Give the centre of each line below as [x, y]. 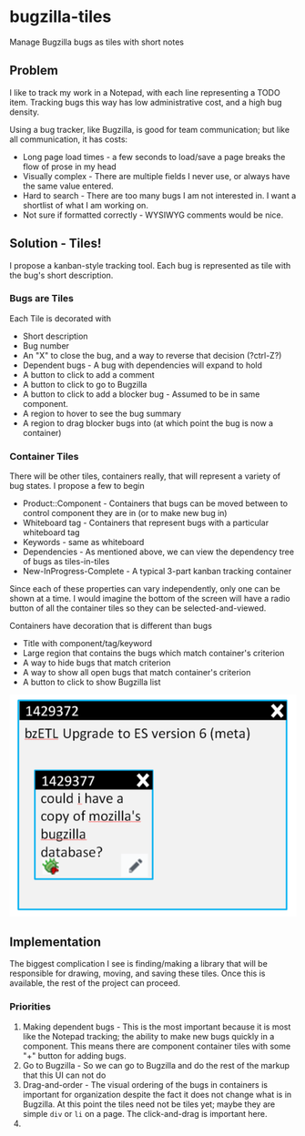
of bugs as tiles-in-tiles [66, 562]
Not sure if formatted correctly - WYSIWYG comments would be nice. [153, 215]
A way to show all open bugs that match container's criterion [137, 673]
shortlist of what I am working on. [85, 205]
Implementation [56, 942]
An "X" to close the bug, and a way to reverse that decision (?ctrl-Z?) [152, 355]
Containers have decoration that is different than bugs [111, 626]
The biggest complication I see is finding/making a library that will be [139, 964]
